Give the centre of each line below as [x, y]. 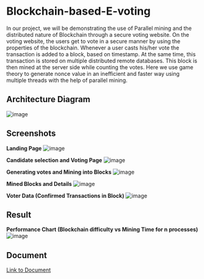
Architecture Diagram [48, 99]
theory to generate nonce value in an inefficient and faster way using [93, 73]
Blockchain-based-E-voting [78, 11]
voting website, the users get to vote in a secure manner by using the [93, 41]
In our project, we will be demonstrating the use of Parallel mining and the [99, 28]
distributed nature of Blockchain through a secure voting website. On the [98, 34]
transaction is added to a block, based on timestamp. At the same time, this [101, 54]
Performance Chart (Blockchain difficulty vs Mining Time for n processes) [102, 229]
